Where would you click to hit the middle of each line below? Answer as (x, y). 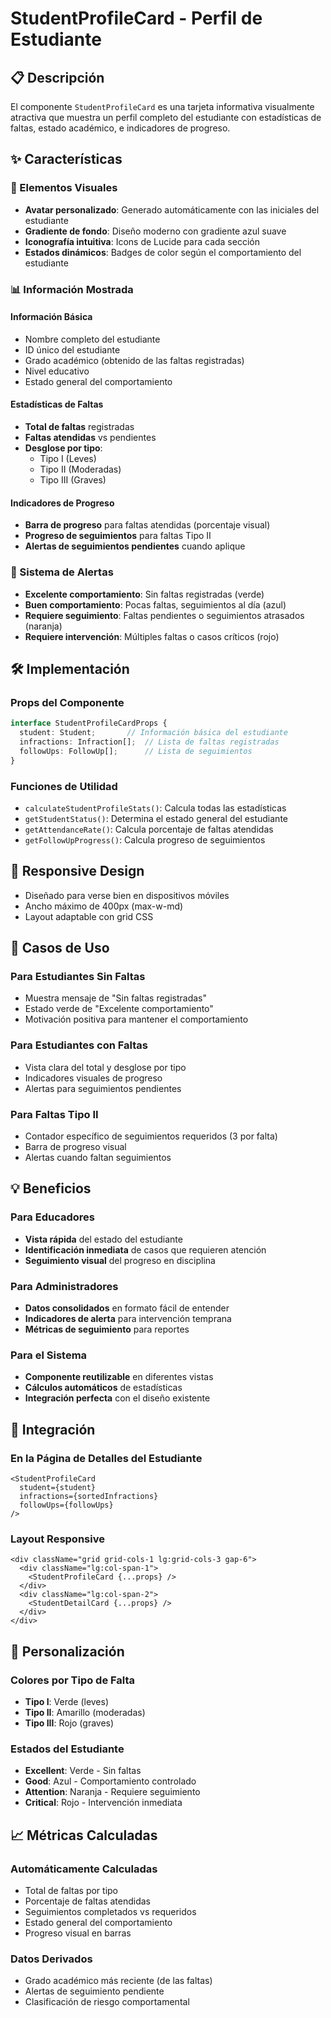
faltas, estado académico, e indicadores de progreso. (120, 128)
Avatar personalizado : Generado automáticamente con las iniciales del (172, 209)
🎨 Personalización (67, 1651)
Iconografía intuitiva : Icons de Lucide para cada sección (142, 241)
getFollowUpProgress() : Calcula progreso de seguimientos (145, 839)
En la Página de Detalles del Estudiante (106, 1458)
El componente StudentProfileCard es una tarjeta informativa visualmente (162, 106)
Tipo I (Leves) (68, 459)
